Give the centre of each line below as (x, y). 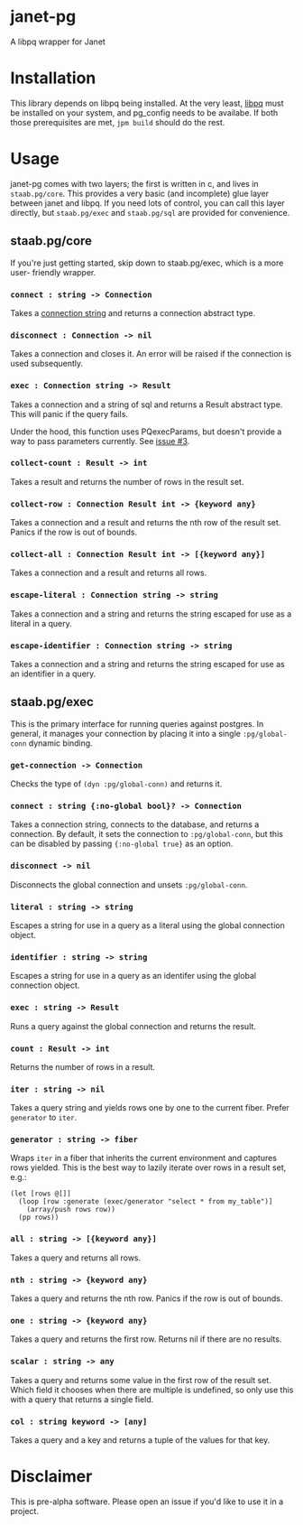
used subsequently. (47, 364)
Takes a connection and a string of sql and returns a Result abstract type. (147, 404)
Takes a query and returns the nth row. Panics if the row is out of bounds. (147, 1298)
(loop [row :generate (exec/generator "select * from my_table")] (146, 1202)
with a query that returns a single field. (82, 1399)
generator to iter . (44, 1118)
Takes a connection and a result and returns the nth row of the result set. (146, 523)
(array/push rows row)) (71, 1210)
